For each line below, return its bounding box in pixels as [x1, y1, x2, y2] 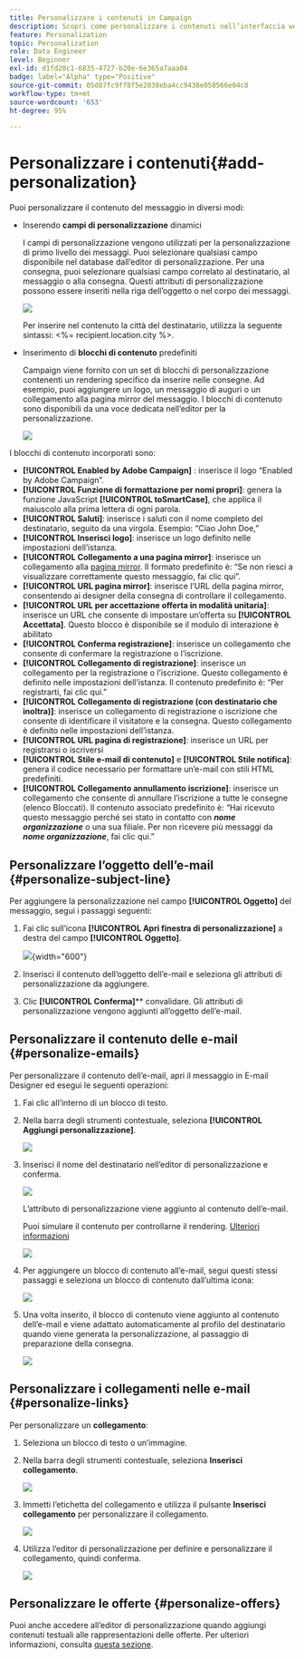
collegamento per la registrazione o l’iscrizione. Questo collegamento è [22, 667, 288, 678]
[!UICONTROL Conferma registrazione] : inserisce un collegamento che [22, 638, 291, 649]
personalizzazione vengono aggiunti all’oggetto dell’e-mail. [22, 1005, 242, 1016]
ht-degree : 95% [9, 106, 67, 115]
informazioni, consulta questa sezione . [9, 1639, 154, 1650]
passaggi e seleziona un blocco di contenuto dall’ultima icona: [22, 1275, 254, 1285]
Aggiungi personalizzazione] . [22, 1124, 137, 1135]
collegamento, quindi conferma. [22, 1552, 142, 1564]
